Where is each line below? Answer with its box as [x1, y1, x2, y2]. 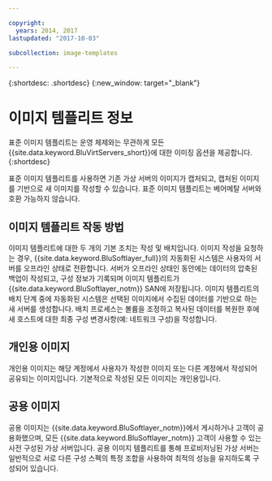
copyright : [8, 19, 45, 27]
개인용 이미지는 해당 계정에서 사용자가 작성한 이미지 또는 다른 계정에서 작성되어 [8, 363, 258, 373]
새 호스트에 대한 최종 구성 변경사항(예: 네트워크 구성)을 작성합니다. [8, 314, 218, 323]
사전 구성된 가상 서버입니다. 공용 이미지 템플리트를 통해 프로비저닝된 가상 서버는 [8, 443, 260, 453]
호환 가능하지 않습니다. [8, 194, 80, 204]
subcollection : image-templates [8, 49, 118, 57]
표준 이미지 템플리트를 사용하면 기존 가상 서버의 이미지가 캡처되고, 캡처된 [8, 174, 238, 184]
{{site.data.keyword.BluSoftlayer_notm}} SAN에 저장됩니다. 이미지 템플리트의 [8, 284, 260, 293]
